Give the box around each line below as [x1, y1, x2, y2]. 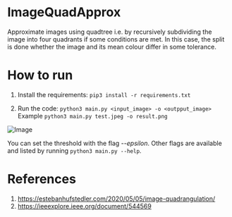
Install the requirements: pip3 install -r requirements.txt [17, 90, 191, 99]
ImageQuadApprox [7, 4, 121, 20]
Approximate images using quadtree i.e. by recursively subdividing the [7, 27, 212, 36]
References [7, 171, 76, 187]
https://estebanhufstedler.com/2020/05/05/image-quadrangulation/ [17, 194, 216, 203]
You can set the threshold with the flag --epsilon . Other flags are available [7, 139, 222, 147]
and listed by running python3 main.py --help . [7, 146, 142, 155]
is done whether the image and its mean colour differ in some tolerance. [7, 42, 216, 51]
